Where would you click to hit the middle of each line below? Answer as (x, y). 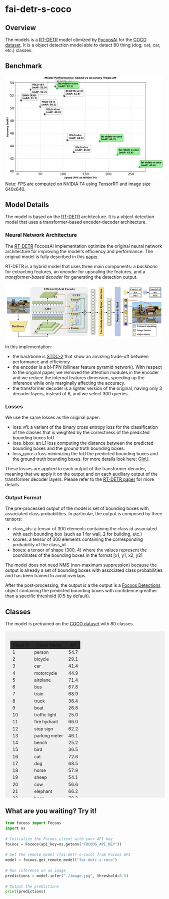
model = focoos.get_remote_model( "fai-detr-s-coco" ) (61, 860)
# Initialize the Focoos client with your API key (59, 839)
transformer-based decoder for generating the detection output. (71, 277)
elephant (43, 791)
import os (15, 828)
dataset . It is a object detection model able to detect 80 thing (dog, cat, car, (83, 45)
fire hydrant (46, 722)
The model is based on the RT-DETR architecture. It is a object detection (80, 217)
